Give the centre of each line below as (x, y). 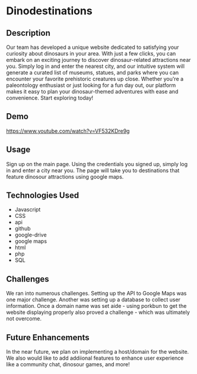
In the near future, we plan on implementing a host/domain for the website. (98, 352)
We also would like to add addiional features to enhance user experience (95, 358)
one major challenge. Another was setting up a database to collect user (93, 300)
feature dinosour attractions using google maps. (65, 176)
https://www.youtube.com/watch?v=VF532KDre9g (68, 131)
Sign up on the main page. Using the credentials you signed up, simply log (97, 164)
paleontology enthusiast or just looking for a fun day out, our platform (91, 85)
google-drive (31, 235)
